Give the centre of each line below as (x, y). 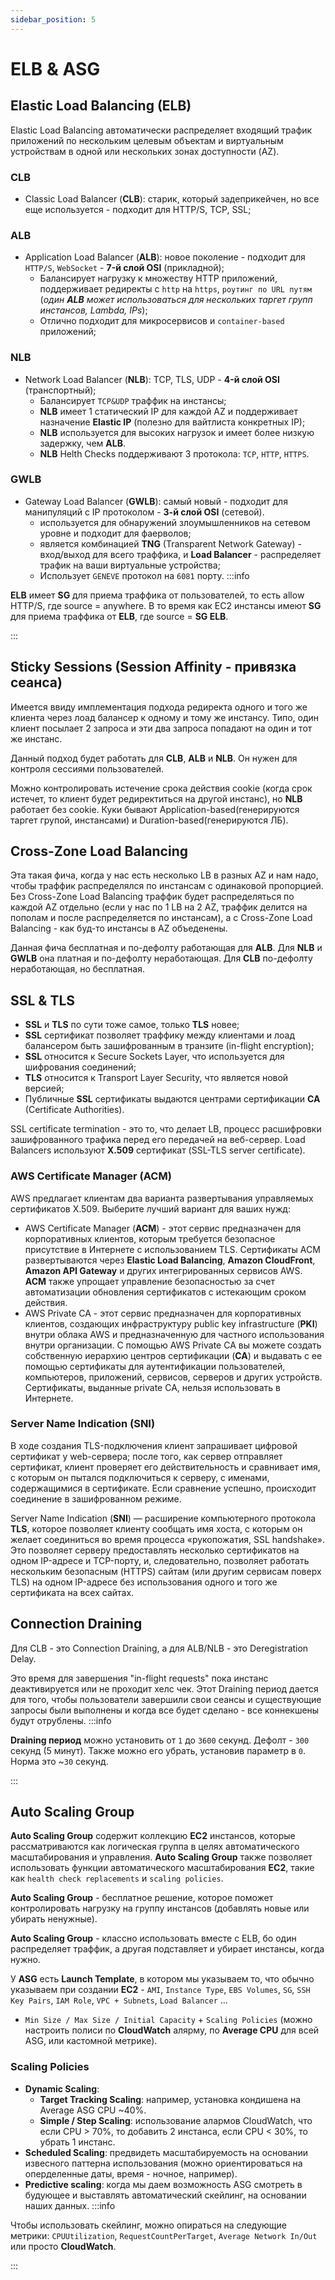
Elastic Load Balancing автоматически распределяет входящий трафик (161, 130)
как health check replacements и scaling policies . (117, 1878)
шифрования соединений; (80, 1067)
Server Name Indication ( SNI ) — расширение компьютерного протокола (163, 1518)
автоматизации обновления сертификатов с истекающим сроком (165, 1292)
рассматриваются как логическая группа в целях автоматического (155, 1847)
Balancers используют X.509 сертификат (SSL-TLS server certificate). (158, 1150)
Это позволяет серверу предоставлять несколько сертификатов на (155, 1550)
